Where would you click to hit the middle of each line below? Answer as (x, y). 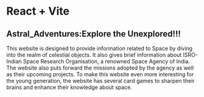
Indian (14, 61)
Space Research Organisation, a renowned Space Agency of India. (107, 61)
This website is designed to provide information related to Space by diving (100, 48)
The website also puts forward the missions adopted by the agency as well (100, 68)
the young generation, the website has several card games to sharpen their (100, 81)
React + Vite (38, 11)
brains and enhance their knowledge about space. (69, 87)
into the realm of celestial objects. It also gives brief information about (94, 55)
